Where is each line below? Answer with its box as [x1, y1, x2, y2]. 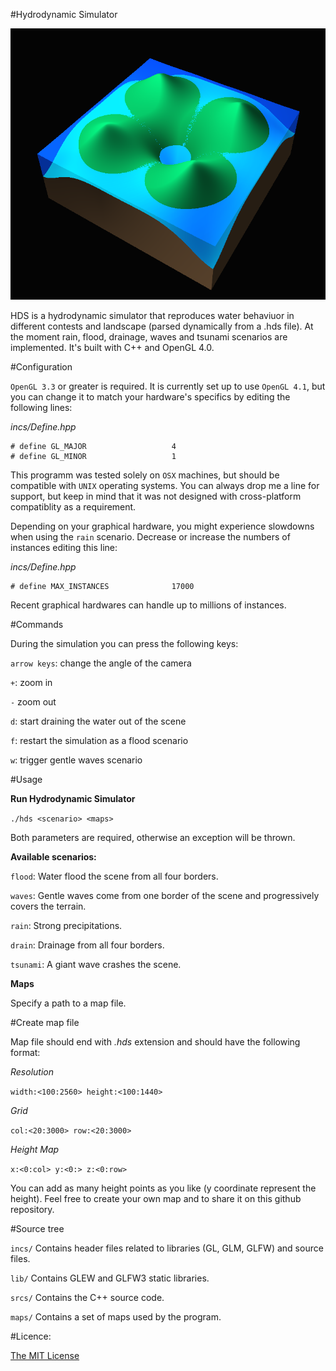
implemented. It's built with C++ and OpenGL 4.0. [10, 342, 215, 354]
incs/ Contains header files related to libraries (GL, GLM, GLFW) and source [10, 1242, 324, 1254]
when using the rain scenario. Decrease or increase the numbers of [10, 531, 291, 543]
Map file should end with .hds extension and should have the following [10, 1036, 301, 1048]
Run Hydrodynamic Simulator [10, 793, 136, 805]
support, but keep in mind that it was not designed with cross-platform [10, 490, 302, 503]
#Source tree [10, 1223, 65, 1235]
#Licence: [10, 1330, 52, 1343]
